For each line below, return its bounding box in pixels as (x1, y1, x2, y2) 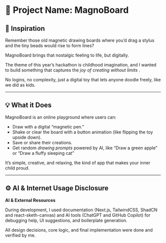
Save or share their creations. (12, 139, 73, 145)
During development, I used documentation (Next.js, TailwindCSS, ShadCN (5, 207, 158, 213)
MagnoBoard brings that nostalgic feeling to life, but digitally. (5, 52, 129, 58)
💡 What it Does (5, 101, 52, 110)
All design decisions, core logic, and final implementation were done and (5, 227, 153, 233)
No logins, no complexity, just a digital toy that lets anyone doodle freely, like (5, 77, 161, 82)
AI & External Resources (5, 197, 56, 203)
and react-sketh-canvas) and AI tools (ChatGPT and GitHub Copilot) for (5, 212, 151, 218)
